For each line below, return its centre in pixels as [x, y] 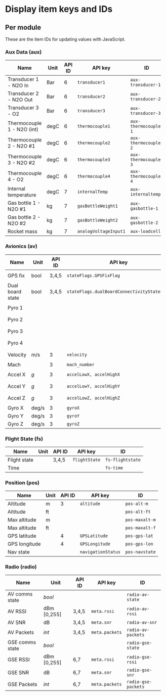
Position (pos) [22, 482]
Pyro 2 [15, 319]
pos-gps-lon [139, 544]
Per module [23, 27]
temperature [22, 195]
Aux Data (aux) [23, 52]
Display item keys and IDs [59, 9]
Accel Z [17, 398]
